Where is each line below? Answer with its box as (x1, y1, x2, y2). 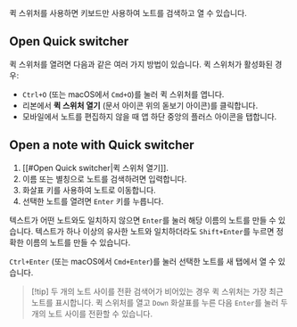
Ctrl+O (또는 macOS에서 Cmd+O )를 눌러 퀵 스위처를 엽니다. (21, 88, 225, 100)
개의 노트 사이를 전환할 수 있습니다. (30, 308, 153, 319)
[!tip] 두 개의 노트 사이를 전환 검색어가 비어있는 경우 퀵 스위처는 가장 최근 (30, 286, 284, 297)
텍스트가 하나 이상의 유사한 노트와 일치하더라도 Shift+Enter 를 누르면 (35, 225, 275, 236)
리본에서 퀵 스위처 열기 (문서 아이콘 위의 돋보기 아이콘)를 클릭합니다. (21, 100, 259, 110)
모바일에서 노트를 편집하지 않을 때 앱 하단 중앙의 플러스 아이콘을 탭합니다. (21, 110, 277, 122)
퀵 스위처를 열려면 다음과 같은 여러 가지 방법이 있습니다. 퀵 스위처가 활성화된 (9, 59, 274, 69)
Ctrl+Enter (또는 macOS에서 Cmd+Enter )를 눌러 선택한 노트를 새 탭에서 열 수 (9, 256, 276, 266)
